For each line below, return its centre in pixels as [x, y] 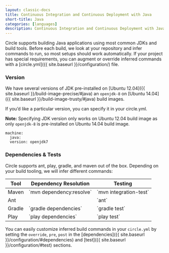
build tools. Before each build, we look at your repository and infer [74, 48]
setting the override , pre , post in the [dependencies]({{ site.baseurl [75, 234]
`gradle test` [111, 208]
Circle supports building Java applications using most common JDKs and [81, 43]
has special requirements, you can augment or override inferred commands [83, 59]
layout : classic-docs [28, 10]
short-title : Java [24, 19]
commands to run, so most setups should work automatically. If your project [84, 54]
